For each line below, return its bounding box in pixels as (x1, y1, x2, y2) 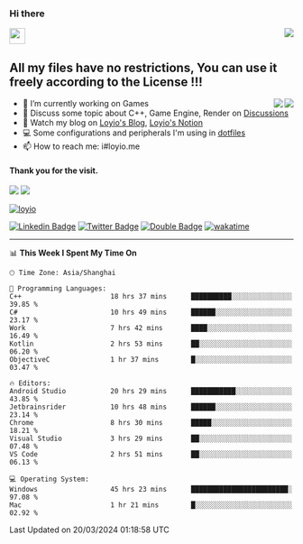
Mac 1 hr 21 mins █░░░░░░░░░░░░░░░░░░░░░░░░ (9, 501, 293, 510)
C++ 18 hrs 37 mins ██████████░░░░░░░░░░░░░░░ (9, 292, 293, 301)
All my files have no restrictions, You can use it (9, 60, 278, 75)
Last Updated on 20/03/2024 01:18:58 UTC (9, 524, 170, 535)
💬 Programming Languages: (9, 284, 106, 293)
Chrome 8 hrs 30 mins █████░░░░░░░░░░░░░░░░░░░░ (9, 419, 293, 428)
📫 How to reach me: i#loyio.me (22, 141, 141, 152)
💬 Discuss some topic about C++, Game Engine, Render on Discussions (22, 107, 289, 119)
